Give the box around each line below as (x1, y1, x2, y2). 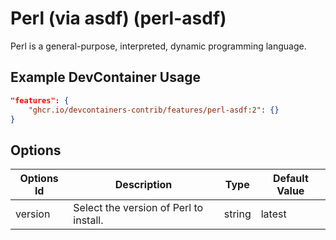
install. (73, 213, 104, 227)
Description (114, 178, 173, 192)
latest (260, 207, 287, 221)
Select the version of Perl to (73, 201, 204, 215)
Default (272, 172, 309, 186)
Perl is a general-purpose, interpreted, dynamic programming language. (10, 40, 307, 52)
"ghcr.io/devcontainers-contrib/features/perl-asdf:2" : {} (28, 105, 280, 115)
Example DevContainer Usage (10, 69, 201, 86)
